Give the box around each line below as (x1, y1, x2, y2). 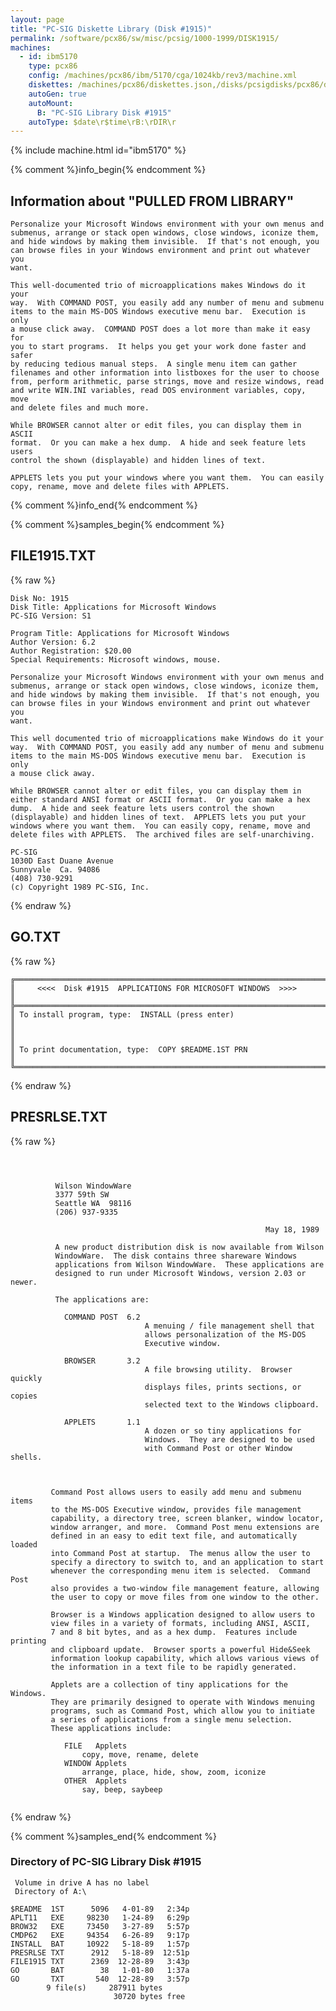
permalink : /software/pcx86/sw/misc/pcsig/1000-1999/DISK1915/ (10, 33, 280, 43)
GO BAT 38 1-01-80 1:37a (10, 1965, 190, 1975)
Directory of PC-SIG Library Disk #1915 (10, 1855, 202, 1869)
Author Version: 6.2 (10, 637, 97, 647)
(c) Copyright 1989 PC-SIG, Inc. (10, 882, 150, 892)
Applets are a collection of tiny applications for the (50, 1679, 288, 1690)
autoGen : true (28, 89, 87, 99)
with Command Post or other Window (144, 1443, 293, 1453)
